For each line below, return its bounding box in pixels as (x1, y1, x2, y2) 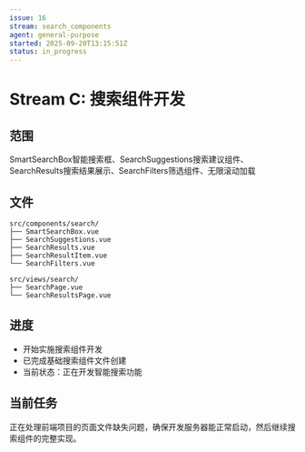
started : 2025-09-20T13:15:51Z (9, 38, 128, 48)
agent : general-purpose (9, 30, 100, 39)
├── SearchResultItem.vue (9, 251, 107, 260)
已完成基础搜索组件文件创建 (22, 355, 127, 366)
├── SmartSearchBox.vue (9, 226, 100, 236)
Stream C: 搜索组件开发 (9, 89, 186, 110)
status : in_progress (9, 47, 88, 56)
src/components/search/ (9, 219, 100, 228)
